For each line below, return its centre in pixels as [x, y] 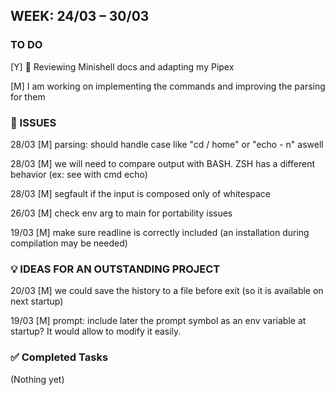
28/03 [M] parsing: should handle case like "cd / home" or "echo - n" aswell [167, 144]
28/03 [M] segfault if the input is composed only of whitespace [141, 193]
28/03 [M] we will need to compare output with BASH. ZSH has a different [162, 163]
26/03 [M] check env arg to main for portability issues [121, 213]
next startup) [37, 301]
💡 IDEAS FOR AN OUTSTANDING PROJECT [115, 269]
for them [28, 96]
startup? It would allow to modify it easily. [96, 331]
